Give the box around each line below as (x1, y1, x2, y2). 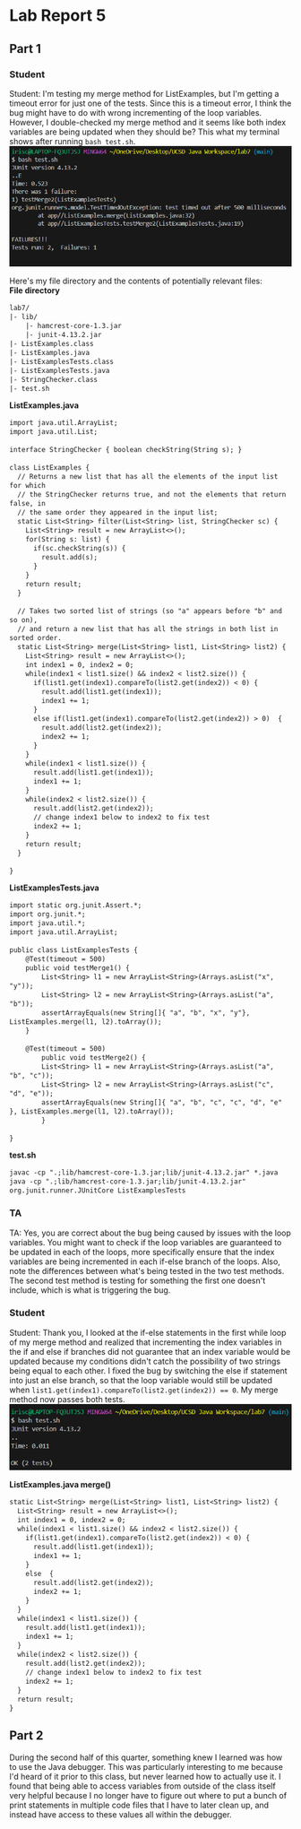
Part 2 (9, 1728, 44, 1744)
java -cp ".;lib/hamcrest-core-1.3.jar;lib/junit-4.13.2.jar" (9, 1177, 246, 1186)
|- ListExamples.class (9, 340, 94, 349)
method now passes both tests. (9, 1393, 125, 1404)
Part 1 (9, 41, 42, 56)
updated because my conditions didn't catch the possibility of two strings (9, 1356, 280, 1366)
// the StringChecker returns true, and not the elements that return (17, 490, 287, 499)
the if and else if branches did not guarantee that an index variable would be (9, 1346, 291, 1357)
